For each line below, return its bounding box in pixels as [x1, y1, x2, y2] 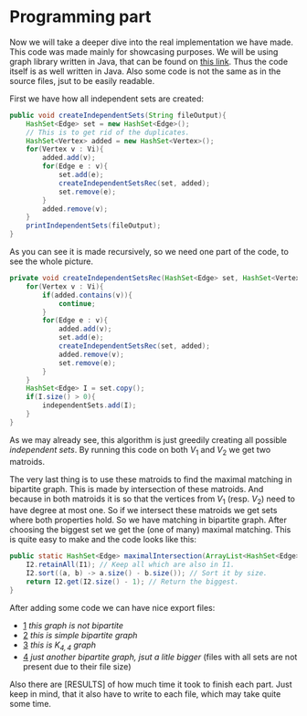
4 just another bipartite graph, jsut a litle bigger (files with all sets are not [22, 651, 298, 662]
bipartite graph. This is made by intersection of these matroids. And [9, 483, 264, 494]
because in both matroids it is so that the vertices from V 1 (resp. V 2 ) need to [9, 493, 295, 506]
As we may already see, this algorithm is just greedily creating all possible [9, 434, 288, 445]
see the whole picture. [9, 256, 94, 267]
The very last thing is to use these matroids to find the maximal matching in [9, 473, 292, 485]
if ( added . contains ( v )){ [42, 290, 132, 300]
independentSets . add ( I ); [42, 401, 137, 410]
